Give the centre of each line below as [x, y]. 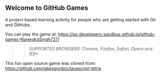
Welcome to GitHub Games [47, 8]
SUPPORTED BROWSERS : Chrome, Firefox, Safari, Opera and [91, 48]
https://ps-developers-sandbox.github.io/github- [107, 34]
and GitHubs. [18, 25]
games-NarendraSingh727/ [32, 39]
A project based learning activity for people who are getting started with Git [80, 19]
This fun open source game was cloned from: [50, 63]
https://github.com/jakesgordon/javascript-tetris [53, 68]
